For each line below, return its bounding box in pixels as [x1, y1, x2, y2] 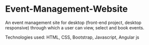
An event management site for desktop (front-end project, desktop [5, 20, 142, 25]
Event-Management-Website [5, 3, 128, 15]
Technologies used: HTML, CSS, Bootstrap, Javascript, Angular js [5, 34, 140, 40]
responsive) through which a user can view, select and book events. [5, 24, 145, 30]
